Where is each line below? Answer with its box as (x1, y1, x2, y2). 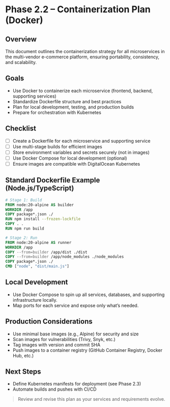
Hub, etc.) (12, 352, 34, 358)
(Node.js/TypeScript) (5, 184, 74, 193)
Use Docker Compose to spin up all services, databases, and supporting (12, 291, 165, 298)
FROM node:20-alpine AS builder (5, 202, 74, 208)
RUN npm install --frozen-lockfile (5, 216, 81, 222)
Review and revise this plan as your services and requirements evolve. (17, 396, 165, 402)
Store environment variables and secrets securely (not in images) (12, 149, 150, 155)
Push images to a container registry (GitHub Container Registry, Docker (12, 347, 163, 353)
